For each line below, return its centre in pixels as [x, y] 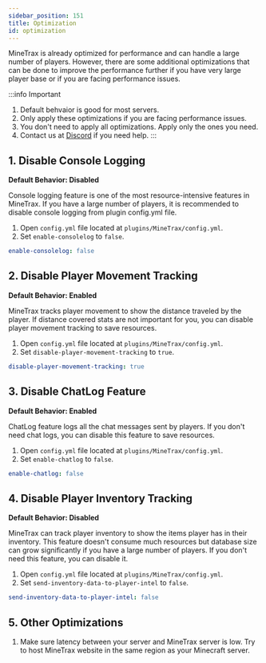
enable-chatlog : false [46, 473]
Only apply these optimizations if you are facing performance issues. [133, 119]
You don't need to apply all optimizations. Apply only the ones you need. [139, 127]
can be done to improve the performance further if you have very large [125, 70]
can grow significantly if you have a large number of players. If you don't [128, 550]
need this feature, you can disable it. [68, 559]
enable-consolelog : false [51, 251]
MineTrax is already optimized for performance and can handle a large [124, 54]
